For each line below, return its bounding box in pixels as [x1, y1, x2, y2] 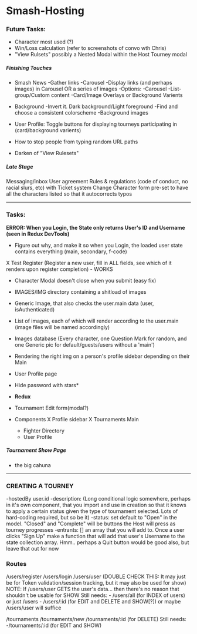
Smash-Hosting [6, 4, 85, 18]
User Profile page [14, 370, 57, 377]
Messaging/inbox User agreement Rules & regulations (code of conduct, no [6, 178, 189, 185]
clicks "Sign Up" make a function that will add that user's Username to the [6, 532, 185, 539]
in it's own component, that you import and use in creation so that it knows [6, 501, 186, 508]
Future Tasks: [6, 25, 46, 33]
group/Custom [14, 92, 50, 99]
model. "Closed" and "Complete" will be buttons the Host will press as [6, 520, 176, 527]
